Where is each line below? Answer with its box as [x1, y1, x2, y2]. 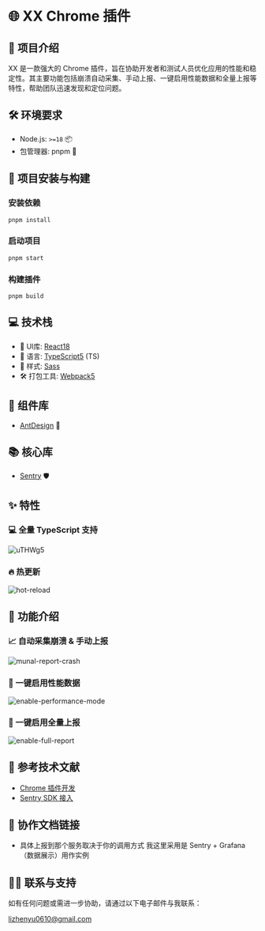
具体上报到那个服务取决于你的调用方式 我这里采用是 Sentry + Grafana [19, 841, 246, 850]
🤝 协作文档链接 [8, 819, 80, 831]
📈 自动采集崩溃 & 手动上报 [8, 635, 109, 646]
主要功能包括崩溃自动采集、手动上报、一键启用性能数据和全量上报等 [35, 73, 257, 83]
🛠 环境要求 [8, 108, 63, 122]
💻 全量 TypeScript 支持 [8, 524, 99, 535]
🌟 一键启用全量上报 [8, 717, 80, 728]
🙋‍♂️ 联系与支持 [8, 876, 77, 889]
